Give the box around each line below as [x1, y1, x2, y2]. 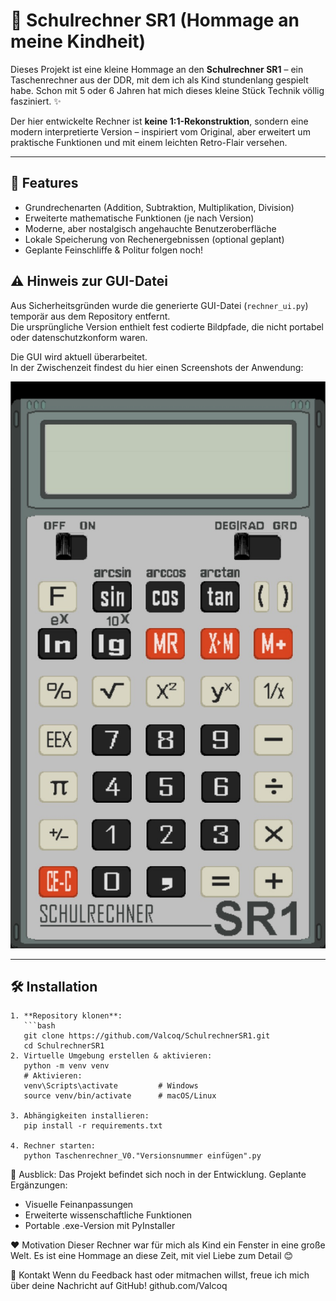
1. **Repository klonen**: [10, 1011, 123, 1021]
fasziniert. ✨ [10, 95, 62, 107]
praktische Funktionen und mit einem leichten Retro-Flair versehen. [10, 136, 288, 148]
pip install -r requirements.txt [23, 1121, 163, 1131]
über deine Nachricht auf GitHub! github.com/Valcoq [10, 1280, 228, 1292]
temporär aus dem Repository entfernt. [10, 310, 171, 322]
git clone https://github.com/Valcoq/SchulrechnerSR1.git [23, 1031, 271, 1041]
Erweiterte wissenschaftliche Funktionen [24, 1209, 193, 1221]
